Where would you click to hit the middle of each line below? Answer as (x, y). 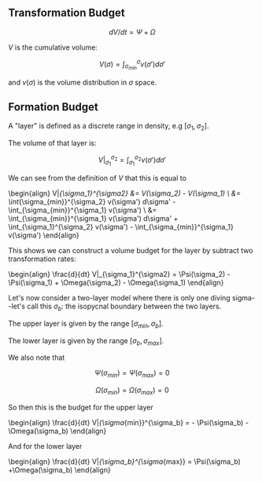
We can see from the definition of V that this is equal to (98, 177)
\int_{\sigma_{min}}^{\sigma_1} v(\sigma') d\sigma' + (93, 218)
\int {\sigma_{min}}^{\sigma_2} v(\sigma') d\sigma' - (92, 201)
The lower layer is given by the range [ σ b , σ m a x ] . (86, 341)
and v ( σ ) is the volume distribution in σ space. (83, 82)
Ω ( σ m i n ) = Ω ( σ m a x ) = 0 (132, 391)
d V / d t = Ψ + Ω (132, 32)
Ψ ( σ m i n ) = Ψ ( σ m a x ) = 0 (132, 374)
